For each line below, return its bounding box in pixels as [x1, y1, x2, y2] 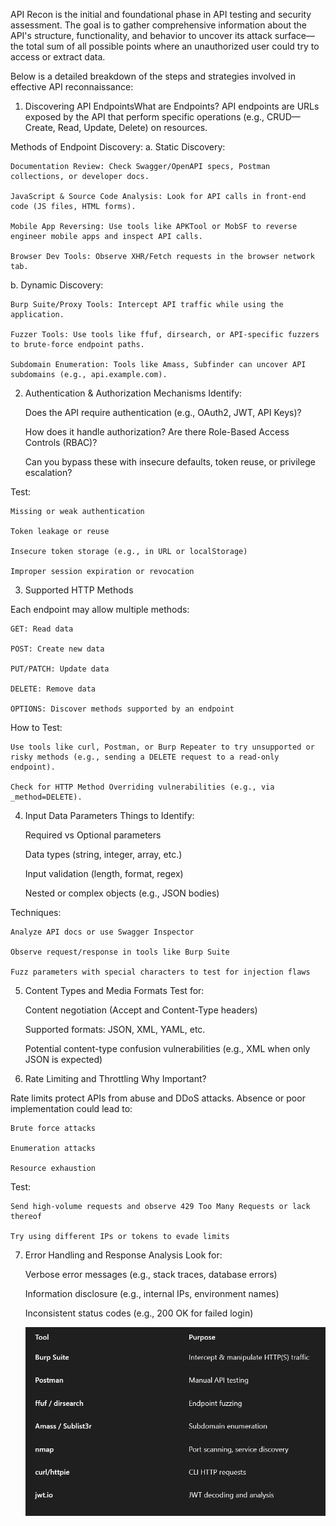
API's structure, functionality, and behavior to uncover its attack [10, 30, 273, 41]
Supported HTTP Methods [24, 584, 134, 596]
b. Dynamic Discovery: [10, 279, 104, 291]
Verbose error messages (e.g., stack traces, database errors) [24, 1269, 278, 1280]
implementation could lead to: [10, 1103, 133, 1114]
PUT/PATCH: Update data [10, 664, 110, 674]
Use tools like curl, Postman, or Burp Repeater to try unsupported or [10, 742, 315, 752]
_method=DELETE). [10, 792, 83, 802]
